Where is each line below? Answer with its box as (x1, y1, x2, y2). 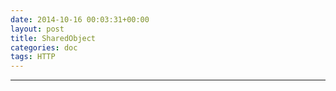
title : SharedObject (10, 33, 97, 43)
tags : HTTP (10, 52, 56, 62)
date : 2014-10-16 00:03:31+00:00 (10, 14, 150, 25)
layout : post (10, 24, 65, 34)
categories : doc (10, 42, 78, 53)
